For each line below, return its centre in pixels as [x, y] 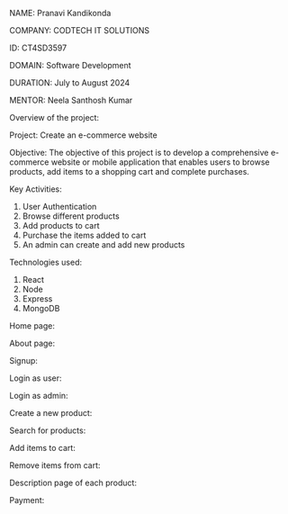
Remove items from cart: [55, 465]
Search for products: [48, 430]
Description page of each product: [73, 482]
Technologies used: [46, 262]
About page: [32, 343]
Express [37, 299]
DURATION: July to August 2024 [70, 83]
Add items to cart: [43, 448]
